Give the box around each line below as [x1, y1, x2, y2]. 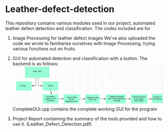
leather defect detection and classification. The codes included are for [5, 25, 150, 31]
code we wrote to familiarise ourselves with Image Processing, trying [12, 40, 155, 46]
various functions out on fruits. [12, 45, 76, 51]
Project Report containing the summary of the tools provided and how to [12, 116, 162, 122]
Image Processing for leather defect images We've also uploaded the [12, 35, 155, 41]
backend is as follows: [12, 60, 59, 66]
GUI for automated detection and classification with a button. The [12, 55, 148, 61]
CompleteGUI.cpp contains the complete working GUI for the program [12, 106, 157, 112]
